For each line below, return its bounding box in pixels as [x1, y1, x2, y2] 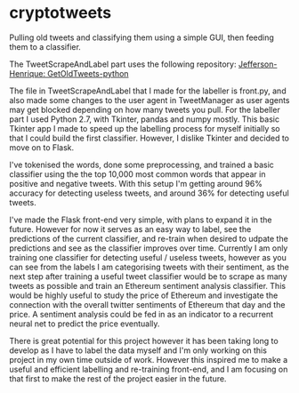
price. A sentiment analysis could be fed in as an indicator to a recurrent [9, 309, 274, 319]
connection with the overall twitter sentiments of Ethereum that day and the [9, 299, 286, 309]
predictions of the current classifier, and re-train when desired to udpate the [9, 233, 289, 244]
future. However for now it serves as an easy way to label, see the [9, 223, 252, 234]
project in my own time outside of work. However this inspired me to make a [9, 354, 288, 365]
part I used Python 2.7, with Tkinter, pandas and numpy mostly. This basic [9, 114, 280, 124]
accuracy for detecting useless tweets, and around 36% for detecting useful [9, 188, 289, 198]
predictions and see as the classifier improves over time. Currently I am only [9, 243, 288, 253]
